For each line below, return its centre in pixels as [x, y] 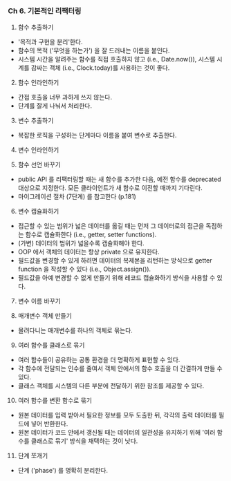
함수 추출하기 [36, 27]
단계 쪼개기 [33, 456]
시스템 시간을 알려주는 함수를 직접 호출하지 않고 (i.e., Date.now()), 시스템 [116, 59]
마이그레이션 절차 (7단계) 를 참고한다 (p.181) [77, 197]
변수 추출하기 [36, 121]
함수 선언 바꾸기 [39, 164]
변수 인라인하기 [38, 150]
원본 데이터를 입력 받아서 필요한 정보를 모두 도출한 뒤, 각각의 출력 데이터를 [117, 415]
